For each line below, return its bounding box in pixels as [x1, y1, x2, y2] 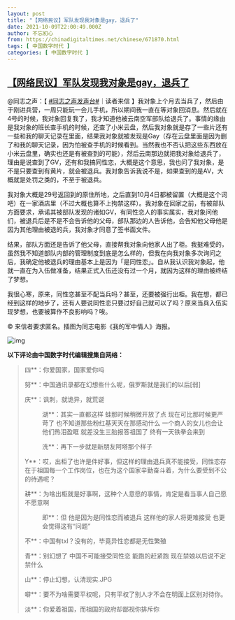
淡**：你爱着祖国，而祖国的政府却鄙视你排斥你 [24, 605, 159, 613]
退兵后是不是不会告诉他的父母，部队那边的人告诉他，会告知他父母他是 [25, 216, 228, 224]
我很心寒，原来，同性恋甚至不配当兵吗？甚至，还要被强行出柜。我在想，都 [7, 289, 222, 298]
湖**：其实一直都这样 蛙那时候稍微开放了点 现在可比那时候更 [41, 410, 218, 418]
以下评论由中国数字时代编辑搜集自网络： [7, 350, 124, 359]
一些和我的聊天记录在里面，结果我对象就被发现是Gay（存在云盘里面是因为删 [7, 131, 227, 140]
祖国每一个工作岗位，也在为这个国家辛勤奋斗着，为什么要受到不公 [36, 466, 227, 474]
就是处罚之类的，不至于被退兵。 [13, 175, 106, 184]
